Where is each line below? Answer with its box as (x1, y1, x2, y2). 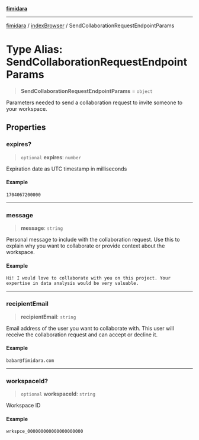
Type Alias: (6, 43, 63, 56)
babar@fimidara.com (6, 358, 54, 364)
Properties (6, 123, 46, 133)
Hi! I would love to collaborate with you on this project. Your (6, 275, 171, 281)
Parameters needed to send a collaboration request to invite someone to (6, 99, 182, 106)
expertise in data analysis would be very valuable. (6, 281, 139, 287)
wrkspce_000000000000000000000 (6, 429, 84, 435)
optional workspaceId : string (20, 390, 96, 397)
